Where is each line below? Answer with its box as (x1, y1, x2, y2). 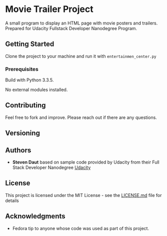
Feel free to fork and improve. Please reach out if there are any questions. (5, 114, 157, 120)
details (5, 197, 19, 203)
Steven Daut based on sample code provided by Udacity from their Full (12, 159, 159, 165)
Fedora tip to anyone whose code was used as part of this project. (12, 225, 149, 231)
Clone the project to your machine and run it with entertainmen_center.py (5, 53, 156, 59)
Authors (5, 146, 31, 154)
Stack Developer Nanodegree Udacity (12, 164, 91, 170)
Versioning (5, 129, 40, 137)
